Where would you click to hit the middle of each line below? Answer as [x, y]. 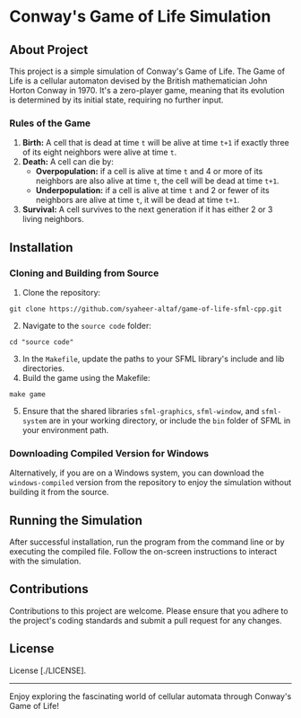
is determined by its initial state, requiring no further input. [116, 100]
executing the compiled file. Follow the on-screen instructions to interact [143, 552]
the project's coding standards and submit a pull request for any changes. [146, 620]
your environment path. [65, 430]
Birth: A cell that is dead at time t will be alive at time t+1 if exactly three [155, 143]
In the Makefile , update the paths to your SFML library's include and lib [153, 359]
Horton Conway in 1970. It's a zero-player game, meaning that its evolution [147, 90]
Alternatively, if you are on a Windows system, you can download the [137, 473]
